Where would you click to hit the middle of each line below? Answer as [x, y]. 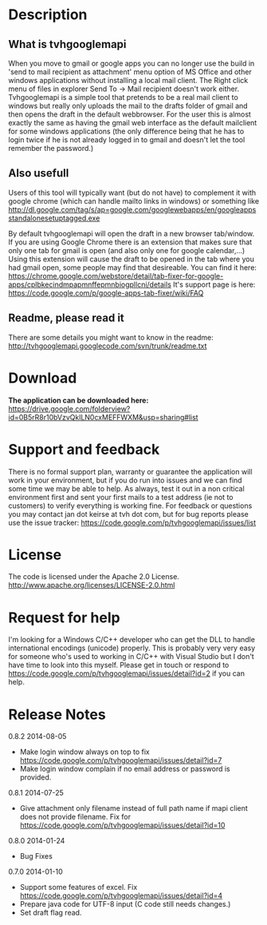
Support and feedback [84, 449]
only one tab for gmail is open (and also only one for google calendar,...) [127, 250]
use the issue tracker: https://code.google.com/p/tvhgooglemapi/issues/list [132, 522]
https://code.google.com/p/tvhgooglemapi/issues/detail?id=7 [121, 760]
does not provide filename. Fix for [75, 817]
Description [48, 15]
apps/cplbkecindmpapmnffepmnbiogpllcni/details [90, 284]
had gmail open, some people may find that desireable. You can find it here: [133, 267]
